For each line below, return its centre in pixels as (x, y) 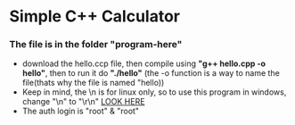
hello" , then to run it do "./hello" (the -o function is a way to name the (151, 73)
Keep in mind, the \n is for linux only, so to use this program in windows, (154, 92)
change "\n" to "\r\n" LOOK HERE (83, 102)
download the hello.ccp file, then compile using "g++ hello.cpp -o (143, 63)
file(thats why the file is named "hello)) (93, 83)
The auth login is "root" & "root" (81, 111)
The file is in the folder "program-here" (96, 45)
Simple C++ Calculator (95, 17)
